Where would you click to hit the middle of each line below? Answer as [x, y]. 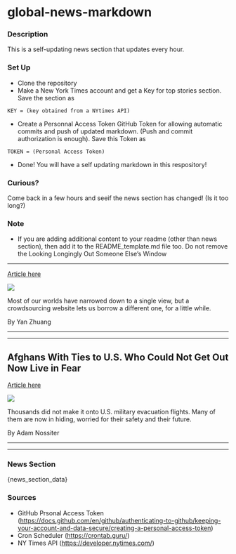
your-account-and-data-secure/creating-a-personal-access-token [114, 528]
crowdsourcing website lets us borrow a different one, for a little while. [109, 308]
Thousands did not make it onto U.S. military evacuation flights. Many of [112, 412]
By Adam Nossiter [33, 433]
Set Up [19, 67]
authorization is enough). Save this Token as [81, 138]
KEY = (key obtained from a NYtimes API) [69, 111]
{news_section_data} [38, 480]
